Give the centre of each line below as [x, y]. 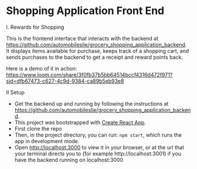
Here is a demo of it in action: [42, 68]
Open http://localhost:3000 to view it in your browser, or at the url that [99, 147]
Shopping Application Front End [85, 11]
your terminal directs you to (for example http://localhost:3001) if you [98, 153]
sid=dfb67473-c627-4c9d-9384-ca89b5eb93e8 [65, 81]
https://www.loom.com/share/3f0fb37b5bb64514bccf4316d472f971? [89, 75]
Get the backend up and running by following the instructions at [91, 103]
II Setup [16, 92]
